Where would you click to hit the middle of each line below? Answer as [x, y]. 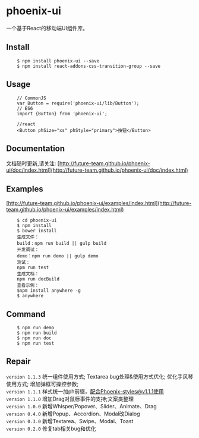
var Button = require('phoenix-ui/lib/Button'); [78, 103]
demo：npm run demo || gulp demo [58, 256]
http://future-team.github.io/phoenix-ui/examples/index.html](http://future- [100, 203]
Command [26, 314]
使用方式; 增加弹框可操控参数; [42, 384]
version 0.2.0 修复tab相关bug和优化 [51, 428]
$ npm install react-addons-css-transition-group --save [89, 66]
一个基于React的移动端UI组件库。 [47, 28]
